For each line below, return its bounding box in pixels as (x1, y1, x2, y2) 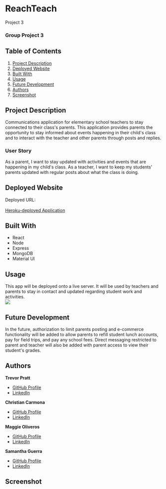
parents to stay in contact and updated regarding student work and (5, 288, 142, 295)
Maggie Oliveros (5, 424, 40, 430)
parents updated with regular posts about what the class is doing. (5, 169, 139, 175)
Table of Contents (5, 47, 62, 55)
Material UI (12, 256, 35, 262)
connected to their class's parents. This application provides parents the (5, 124, 153, 130)
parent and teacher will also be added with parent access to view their (5, 342, 149, 348)
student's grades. (5, 347, 41, 353)
